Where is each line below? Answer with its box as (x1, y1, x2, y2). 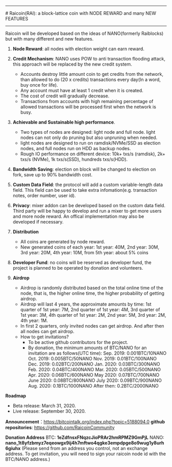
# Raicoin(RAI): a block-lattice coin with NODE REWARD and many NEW (5, 10, 157, 16)
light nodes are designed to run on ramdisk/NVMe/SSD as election (20, 140, 161, 146)
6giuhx (5, 445, 21, 451)
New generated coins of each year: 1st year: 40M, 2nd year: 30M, (20, 244, 160, 250)
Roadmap (5, 393, 27, 399)
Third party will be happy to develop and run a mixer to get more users (12, 208, 162, 214)
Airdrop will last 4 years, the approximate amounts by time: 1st (20, 301, 152, 307)
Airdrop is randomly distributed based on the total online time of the (20, 285, 164, 291)
